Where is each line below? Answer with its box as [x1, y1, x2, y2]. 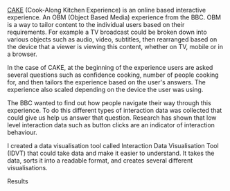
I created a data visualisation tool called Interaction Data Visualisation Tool [7, 142, 220, 149]
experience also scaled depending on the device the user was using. [7, 86, 204, 93]
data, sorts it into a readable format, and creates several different [7, 156, 193, 165]
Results [7, 177, 29, 185]
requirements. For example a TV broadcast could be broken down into [7, 28, 207, 36]
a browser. [7, 50, 37, 58]
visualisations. [7, 164, 48, 172]
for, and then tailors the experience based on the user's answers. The [7, 78, 206, 86]
